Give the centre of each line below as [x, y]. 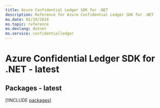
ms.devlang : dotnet [26, 29]
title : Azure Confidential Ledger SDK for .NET [57, 10]
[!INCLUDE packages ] [28, 100]
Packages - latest [34, 88]
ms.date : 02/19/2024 [27, 19]
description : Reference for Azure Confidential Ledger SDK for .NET [79, 15]
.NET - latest [32, 69]
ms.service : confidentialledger [39, 33]
